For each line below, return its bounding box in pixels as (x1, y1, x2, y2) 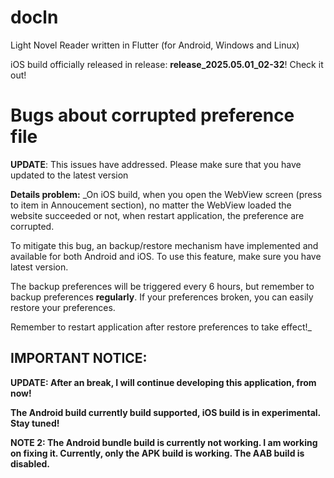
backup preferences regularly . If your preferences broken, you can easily (10, 291, 314, 303)
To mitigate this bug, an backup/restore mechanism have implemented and (10, 239, 319, 251)
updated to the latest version (10, 169, 129, 181)
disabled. (10, 457, 51, 470)
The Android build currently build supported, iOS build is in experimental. (10, 406, 321, 418)
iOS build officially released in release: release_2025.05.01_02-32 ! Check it (10, 58, 324, 70)
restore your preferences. (10, 301, 116, 313)
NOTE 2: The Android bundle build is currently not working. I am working (10, 436, 318, 448)
